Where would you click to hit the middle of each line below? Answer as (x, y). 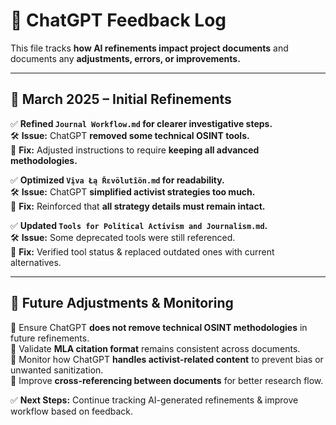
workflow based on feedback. (72, 411)
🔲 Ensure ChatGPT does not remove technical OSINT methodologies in (159, 327)
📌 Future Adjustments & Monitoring (122, 303)
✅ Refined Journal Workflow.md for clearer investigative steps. (141, 123)
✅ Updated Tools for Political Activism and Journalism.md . (139, 225)
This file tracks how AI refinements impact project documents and (149, 48)
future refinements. (50, 338)
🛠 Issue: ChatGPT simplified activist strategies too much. (133, 191)
